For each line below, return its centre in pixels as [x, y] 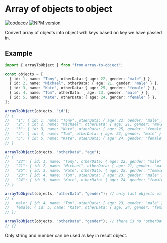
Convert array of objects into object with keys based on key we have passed [83, 32]
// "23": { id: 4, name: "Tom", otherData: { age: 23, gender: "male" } [84, 175]
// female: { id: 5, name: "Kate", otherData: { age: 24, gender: [78, 208]
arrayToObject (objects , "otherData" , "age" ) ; [53, 152]
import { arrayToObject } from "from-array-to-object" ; [64, 65]
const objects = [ [24, 74]
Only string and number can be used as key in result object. [66, 235]
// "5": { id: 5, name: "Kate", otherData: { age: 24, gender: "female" [84, 138]
